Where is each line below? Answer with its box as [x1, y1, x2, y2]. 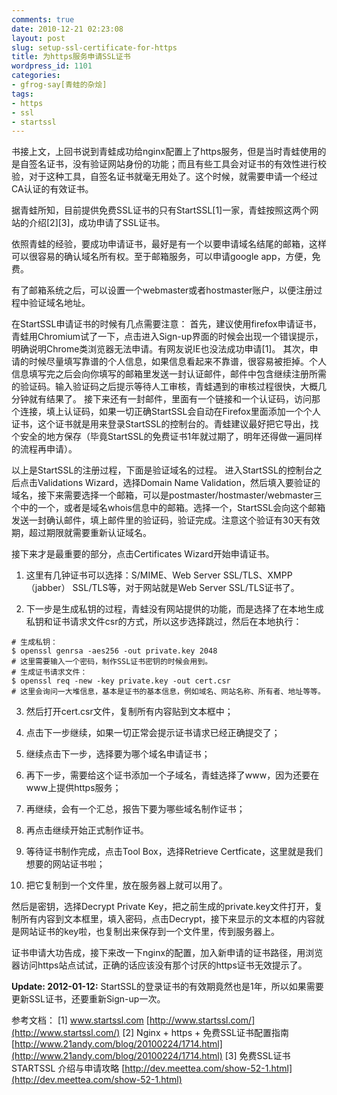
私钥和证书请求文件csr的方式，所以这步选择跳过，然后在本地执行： [25, 616, 303, 628]
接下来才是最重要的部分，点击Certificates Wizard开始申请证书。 [11, 548, 275, 560]
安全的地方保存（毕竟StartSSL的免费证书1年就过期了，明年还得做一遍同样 [19, 431, 323, 443]
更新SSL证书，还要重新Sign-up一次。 [11, 993, 166, 1005]
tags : [11, 89, 34, 99]
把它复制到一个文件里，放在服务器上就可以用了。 [25, 879, 228, 891]
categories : [11, 71, 61, 81]
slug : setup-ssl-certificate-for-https [11, 42, 178, 53]
